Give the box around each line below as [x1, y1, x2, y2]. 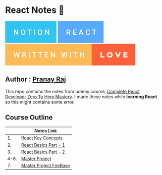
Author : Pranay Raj [5, 75, 66, 84]
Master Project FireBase [21, 163, 70, 169]
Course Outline [5, 114, 53, 122]
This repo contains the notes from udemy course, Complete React [5, 88, 140, 94]
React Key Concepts [21, 135, 63, 141]
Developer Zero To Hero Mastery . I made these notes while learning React [5, 94, 158, 100]
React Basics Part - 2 [21, 149, 65, 155]
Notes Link [34, 128, 57, 134]
